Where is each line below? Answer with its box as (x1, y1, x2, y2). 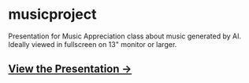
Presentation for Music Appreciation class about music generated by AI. (8, 31, 242, 41)
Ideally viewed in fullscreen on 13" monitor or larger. (8, 39, 177, 49)
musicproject (8, 5, 97, 23)
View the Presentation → (8, 63, 132, 76)
